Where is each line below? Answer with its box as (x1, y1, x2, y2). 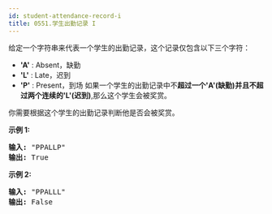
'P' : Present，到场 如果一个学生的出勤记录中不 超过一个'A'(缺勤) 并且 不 (19, 80, 257, 90)
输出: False (8, 197, 54, 207)
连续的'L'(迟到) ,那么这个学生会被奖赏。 (41, 90, 172, 100)
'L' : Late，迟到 (19, 70, 71, 79)
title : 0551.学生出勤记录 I (8, 19, 96, 28)
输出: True (8, 152, 49, 162)
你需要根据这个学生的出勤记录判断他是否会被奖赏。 (8, 107, 179, 118)
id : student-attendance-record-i (8, 11, 122, 20)
